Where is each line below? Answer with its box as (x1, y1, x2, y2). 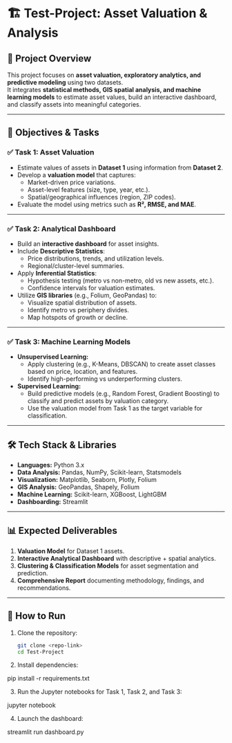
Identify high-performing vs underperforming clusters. (27, 375, 183, 383)
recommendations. (17, 583, 71, 592)
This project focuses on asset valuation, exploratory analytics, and (7, 71, 202, 79)
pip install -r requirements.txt (7, 674, 90, 683)
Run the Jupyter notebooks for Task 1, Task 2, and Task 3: (17, 688, 182, 696)
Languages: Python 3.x (17, 461, 85, 469)
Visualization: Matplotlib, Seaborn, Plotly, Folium (17, 476, 157, 484)
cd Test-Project (17, 648, 64, 655)
